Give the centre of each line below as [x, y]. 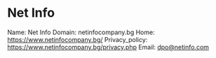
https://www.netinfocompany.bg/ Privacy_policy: [77, 39]
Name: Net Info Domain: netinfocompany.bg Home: [81, 32]
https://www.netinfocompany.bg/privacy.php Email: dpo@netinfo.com [108, 47]
